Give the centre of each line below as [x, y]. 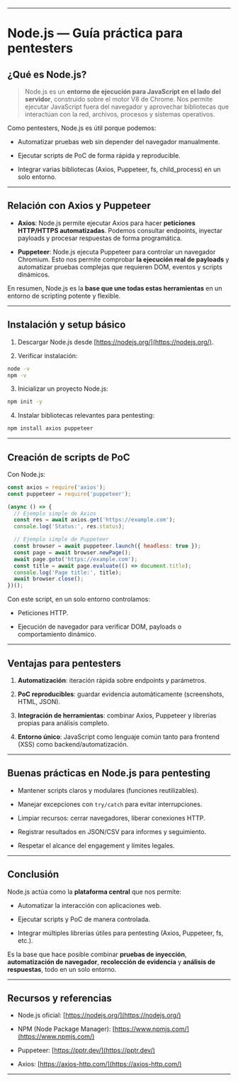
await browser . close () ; [49, 579]
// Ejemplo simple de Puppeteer [62, 540]
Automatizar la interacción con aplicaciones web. [89, 905]
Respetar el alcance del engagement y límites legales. [96, 845]
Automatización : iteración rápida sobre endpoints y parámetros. [112, 680]
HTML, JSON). [39, 702]
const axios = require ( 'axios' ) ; [57, 487]
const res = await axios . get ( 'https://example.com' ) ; [95, 520]
